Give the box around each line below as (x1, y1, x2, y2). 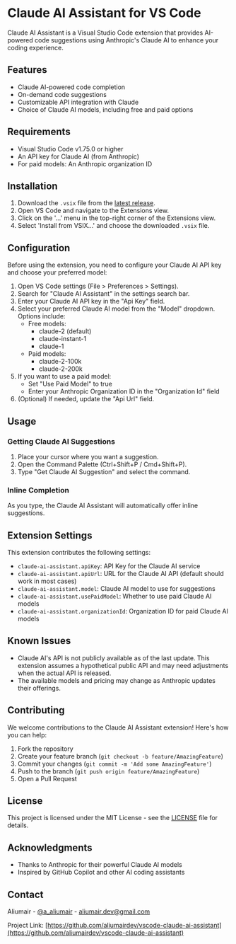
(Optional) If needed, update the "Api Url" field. (17, 395, 155, 403)
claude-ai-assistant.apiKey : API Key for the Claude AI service (17, 561, 201, 570)
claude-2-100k (38, 357, 82, 366)
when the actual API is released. (17, 669, 112, 677)
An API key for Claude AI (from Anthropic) (17, 152, 140, 161)
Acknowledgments (7, 841, 93, 853)
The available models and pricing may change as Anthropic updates (17, 676, 216, 684)
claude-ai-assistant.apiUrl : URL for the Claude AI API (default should (17, 569, 224, 577)
